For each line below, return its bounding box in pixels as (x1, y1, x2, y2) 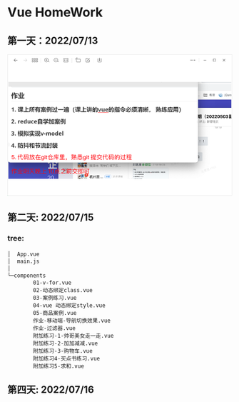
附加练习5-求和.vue (33, 362, 84, 370)
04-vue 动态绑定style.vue (33, 301, 106, 309)
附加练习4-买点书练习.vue (33, 355, 101, 362)
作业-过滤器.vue (33, 324, 76, 332)
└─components (7, 272, 46, 279)
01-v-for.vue (33, 279, 72, 286)
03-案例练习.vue (33, 294, 77, 301)
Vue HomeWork (7, 4, 103, 21)
